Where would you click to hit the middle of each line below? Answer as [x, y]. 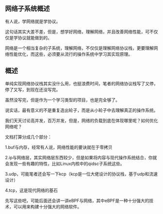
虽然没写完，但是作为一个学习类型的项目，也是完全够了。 [62, 100]
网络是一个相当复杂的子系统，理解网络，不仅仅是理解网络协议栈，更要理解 [79, 48]
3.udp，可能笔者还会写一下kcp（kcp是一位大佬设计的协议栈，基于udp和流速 [81, 174]
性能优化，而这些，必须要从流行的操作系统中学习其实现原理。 [71, 54]
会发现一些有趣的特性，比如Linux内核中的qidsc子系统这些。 [65, 164]
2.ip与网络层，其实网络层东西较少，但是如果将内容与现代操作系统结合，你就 [81, 157]
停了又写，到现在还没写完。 [33, 89]
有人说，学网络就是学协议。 [33, 21]
